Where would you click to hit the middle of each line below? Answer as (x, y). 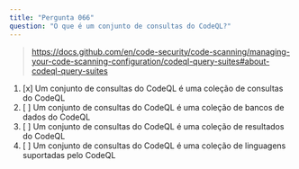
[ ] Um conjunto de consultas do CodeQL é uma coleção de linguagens (154, 146)
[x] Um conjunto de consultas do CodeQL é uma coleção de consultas (153, 88)
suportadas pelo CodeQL (69, 155)
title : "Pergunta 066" (52, 18)
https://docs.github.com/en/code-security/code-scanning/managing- (161, 51)
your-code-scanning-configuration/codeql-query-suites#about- (150, 61)
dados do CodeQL (56, 117)
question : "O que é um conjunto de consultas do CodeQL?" (120, 26)
